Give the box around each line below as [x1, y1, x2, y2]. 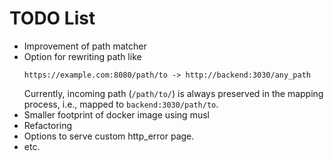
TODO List [9, 7, 96, 30]
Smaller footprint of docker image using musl [23, 108, 210, 121]
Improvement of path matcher [23, 40, 147, 52]
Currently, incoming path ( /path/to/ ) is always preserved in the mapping [23, 87, 324, 99]
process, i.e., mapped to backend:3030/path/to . [23, 98, 219, 110]
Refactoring [23, 119, 73, 131]
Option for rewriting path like [23, 50, 142, 62]
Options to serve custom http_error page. [23, 130, 195, 142]
